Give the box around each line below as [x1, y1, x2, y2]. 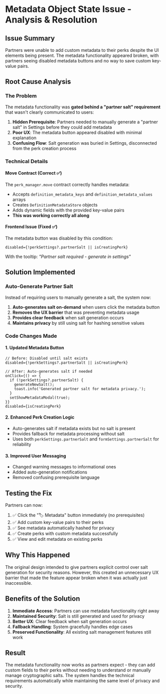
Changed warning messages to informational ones [12, 464, 116, 470]
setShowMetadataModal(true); [9, 395, 70, 400]
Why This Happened [5, 551, 70, 559]
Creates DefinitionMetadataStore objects [12, 202, 98, 208]
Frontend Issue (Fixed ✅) [5, 224, 58, 230]
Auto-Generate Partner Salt [5, 283, 73, 290]
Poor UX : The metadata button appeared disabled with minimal [12, 129, 142, 135]
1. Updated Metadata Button [5, 345, 64, 351]
